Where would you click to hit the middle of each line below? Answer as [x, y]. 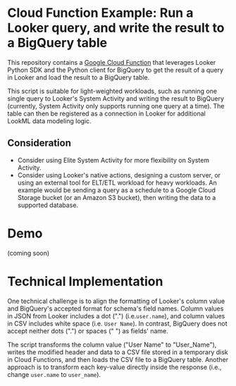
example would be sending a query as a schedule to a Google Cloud [117, 190]
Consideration [39, 143]
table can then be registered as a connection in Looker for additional [106, 113]
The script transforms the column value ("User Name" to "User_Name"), [112, 344]
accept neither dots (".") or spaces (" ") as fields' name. [88, 331]
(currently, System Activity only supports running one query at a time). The [116, 106]
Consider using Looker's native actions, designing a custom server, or [119, 175]
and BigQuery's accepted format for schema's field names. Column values [116, 309]
